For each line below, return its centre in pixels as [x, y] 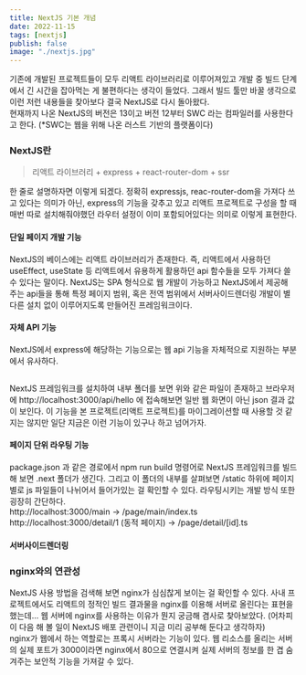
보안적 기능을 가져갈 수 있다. [84, 661]
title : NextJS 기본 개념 [53, 18]
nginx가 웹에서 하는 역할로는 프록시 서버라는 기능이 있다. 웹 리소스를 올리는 [142, 638]
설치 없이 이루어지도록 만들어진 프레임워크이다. [109, 305]
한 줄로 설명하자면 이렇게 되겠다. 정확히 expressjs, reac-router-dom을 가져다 [148, 192]
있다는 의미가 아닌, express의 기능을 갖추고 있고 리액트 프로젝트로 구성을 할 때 [158, 203]
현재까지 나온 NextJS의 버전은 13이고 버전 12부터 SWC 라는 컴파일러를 [136, 113]
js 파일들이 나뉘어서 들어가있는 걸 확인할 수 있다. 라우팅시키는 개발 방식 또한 [160, 490]
